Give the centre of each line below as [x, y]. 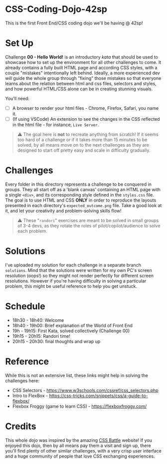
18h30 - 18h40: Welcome [38, 320]
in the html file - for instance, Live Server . [56, 125]
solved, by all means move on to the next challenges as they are [83, 145]
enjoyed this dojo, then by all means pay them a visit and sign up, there [78, 446]
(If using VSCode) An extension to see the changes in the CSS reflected [86, 119]
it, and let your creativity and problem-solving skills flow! [63, 211]
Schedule [25, 307]
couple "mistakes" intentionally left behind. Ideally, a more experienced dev [83, 73]
